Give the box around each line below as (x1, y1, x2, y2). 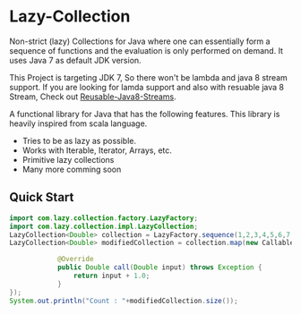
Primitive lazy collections (21, 154, 115, 165)
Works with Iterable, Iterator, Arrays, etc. (21, 145, 173, 156)
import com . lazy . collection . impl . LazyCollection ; (9, 222, 199, 231)
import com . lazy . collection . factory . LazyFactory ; (9, 213, 199, 223)
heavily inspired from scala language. (9, 118, 148, 129)
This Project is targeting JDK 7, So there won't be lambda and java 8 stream (9, 72, 288, 82)
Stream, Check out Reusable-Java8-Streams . (9, 91, 176, 102)
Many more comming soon (21, 164, 122, 174)
